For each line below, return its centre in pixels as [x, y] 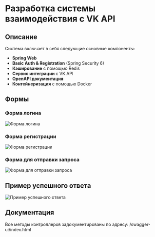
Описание [21, 37]
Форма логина [23, 113]
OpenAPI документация [38, 79]
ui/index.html [18, 229]
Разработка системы [50, 9]
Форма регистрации [31, 136]
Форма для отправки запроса [42, 159]
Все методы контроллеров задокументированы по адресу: [67, 224]
